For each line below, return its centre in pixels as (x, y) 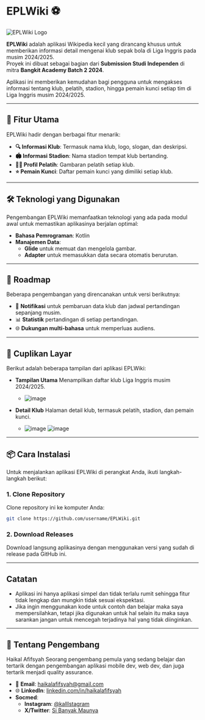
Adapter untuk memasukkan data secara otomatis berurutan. (101, 255)
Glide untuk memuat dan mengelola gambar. (80, 248)
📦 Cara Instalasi (38, 454)
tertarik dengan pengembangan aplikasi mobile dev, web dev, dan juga (95, 666)
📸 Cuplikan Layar (39, 354)
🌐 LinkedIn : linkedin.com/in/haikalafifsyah (68, 691)
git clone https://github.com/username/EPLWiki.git (73, 519)
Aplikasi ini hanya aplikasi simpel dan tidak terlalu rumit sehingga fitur (103, 594)
